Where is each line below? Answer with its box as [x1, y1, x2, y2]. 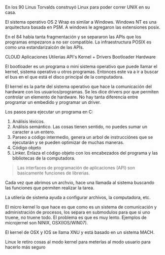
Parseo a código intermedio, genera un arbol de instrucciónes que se [12, 134, 153, 140]
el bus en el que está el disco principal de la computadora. [5, 74, 124, 80]
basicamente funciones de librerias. [17, 170, 90, 176]
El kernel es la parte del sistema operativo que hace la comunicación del [5, 84, 152, 89]
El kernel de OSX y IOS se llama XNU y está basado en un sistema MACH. [5, 229, 155, 235]
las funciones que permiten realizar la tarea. [5, 185, 95, 191]
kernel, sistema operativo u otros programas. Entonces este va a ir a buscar [5, 69, 159, 75]
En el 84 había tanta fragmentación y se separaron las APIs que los [5, 34, 141, 40]
